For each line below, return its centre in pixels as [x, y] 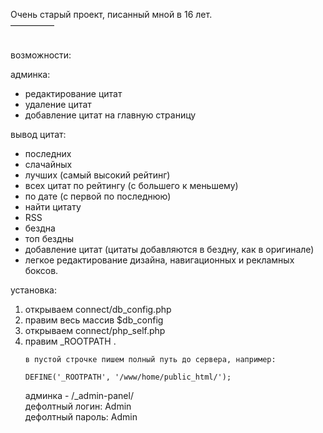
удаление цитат [58, 104]
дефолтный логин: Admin [78, 406]
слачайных [48, 164]
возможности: [41, 55]
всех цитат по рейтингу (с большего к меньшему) [131, 185]
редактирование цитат [73, 93]
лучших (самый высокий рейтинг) [97, 175]
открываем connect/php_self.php [95, 330]
